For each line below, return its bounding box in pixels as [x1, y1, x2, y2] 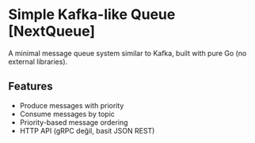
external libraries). [8, 57, 68, 66]
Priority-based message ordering [19, 117, 128, 127]
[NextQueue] [8, 22, 96, 40]
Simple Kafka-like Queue [8, 6, 176, 24]
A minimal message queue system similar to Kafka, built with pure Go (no [8, 48, 247, 58]
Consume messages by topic [19, 109, 115, 119]
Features [8, 80, 53, 93]
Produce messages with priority [19, 100, 124, 110]
